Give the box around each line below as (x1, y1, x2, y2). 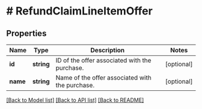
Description (90, 46, 125, 54)
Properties (6, 28, 47, 39)
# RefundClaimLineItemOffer (6, 4, 153, 18)
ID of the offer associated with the (55, 56, 151, 64)
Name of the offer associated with (55, 73, 151, 82)
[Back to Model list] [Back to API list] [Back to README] (6, 96, 144, 104)
